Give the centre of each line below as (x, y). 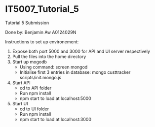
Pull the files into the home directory (49, 56)
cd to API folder (36, 88)
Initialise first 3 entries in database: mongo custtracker (75, 72)
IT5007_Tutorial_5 (42, 9)
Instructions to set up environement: (42, 42)
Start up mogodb (29, 62)
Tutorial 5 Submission (27, 23)
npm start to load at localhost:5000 (55, 98)
